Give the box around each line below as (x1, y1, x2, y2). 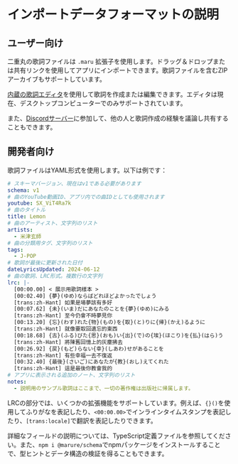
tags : (7, 246, 23, 253)
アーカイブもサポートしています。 (7, 75, 107, 83)
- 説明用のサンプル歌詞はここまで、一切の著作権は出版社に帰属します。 (13, 384, 194, 392)
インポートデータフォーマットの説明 (7, 6, 220, 23)
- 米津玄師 (13, 232, 42, 240)
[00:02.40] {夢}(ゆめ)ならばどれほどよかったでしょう (13, 292, 157, 299)
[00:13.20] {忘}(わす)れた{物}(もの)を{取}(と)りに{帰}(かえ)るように (13, 319, 206, 326)
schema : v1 (7, 186, 40, 194)
